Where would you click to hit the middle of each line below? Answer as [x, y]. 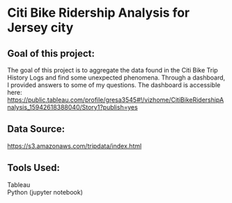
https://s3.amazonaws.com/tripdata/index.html [75, 146]
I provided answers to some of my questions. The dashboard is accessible [114, 85]
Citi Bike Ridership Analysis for [99, 13]
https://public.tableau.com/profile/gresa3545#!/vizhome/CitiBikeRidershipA [116, 100]
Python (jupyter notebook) [45, 192]
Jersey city [40, 28]
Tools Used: [34, 168]
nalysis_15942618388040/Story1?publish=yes [72, 107]
